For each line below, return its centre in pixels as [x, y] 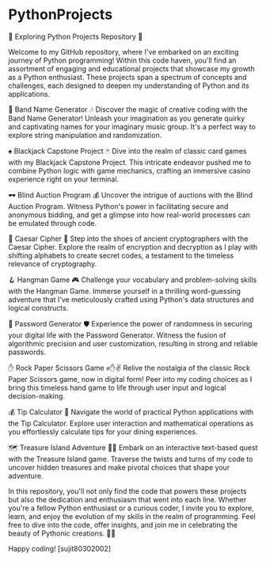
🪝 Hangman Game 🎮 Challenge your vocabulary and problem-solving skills [133, 280]
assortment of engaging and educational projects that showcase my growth [131, 68]
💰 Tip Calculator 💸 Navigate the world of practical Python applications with [131, 412]
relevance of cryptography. [53, 264]
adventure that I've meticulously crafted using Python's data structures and [131, 300]
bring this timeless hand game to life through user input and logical [117, 387]
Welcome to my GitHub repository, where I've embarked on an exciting [123, 52]
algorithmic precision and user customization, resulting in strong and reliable [133, 343]
